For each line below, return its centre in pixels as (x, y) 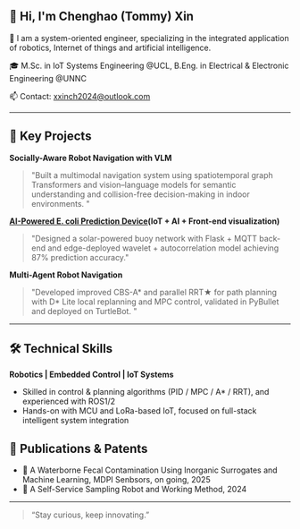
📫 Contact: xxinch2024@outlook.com (80, 96)
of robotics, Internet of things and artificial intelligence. (110, 47)
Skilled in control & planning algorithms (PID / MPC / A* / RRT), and (146, 392)
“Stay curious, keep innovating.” (90, 515)
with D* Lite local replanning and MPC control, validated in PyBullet (155, 302)
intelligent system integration (75, 421)
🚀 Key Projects (50, 137)
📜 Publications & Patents (79, 448)
